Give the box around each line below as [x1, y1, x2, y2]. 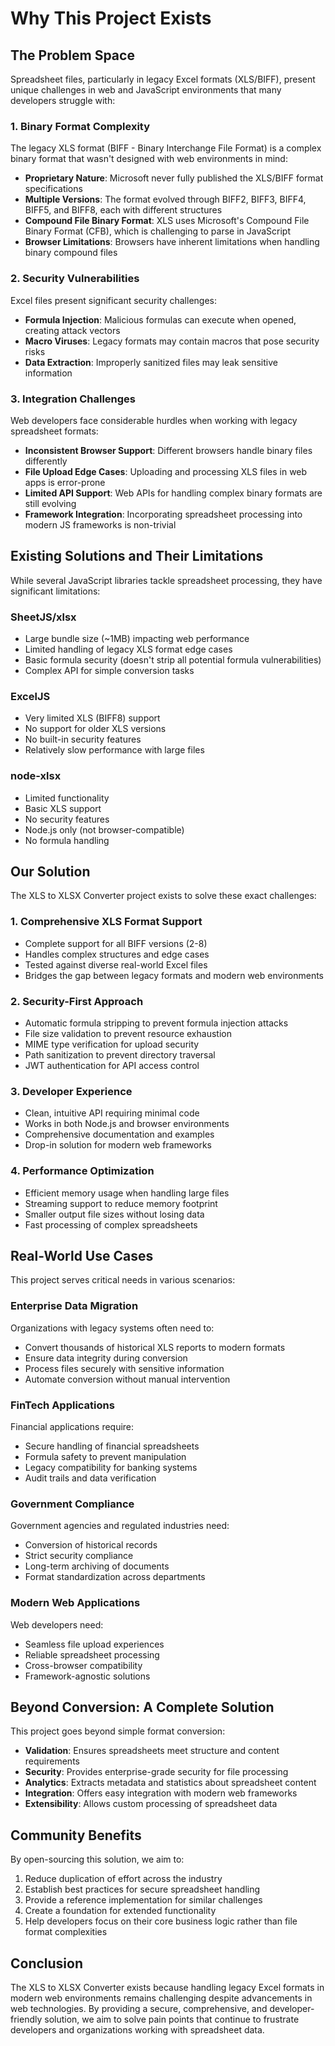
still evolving [24, 497, 77, 509]
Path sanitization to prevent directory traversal [24, 1049, 216, 1061]
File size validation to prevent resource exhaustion [24, 1028, 232, 1039]
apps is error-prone [24, 476, 106, 488]
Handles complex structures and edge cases [24, 948, 210, 960]
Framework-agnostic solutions [24, 1670, 151, 1682]
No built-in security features [24, 733, 142, 746]
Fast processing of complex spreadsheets [24, 1218, 198, 1231]
